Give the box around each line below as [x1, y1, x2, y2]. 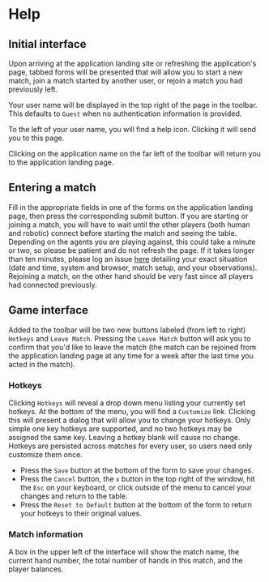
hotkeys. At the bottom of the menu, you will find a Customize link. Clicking [8, 406, 256, 416]
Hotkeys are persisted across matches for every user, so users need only [8, 441, 253, 451]
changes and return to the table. [19, 491, 128, 501]
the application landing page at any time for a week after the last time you [8, 350, 254, 361]
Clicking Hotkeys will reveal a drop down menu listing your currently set [8, 398, 246, 408]
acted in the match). [8, 359, 75, 369]
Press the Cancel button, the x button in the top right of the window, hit [19, 473, 255, 483]
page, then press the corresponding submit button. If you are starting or [8, 211, 249, 220]
